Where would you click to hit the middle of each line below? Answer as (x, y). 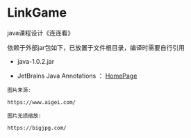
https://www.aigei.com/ (42, 102)
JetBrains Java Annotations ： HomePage (77, 76)
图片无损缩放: (24, 116)
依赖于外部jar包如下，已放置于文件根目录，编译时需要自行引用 (96, 47)
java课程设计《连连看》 (41, 33)
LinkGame (37, 13)
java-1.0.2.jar (35, 61)
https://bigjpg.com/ (37, 128)
